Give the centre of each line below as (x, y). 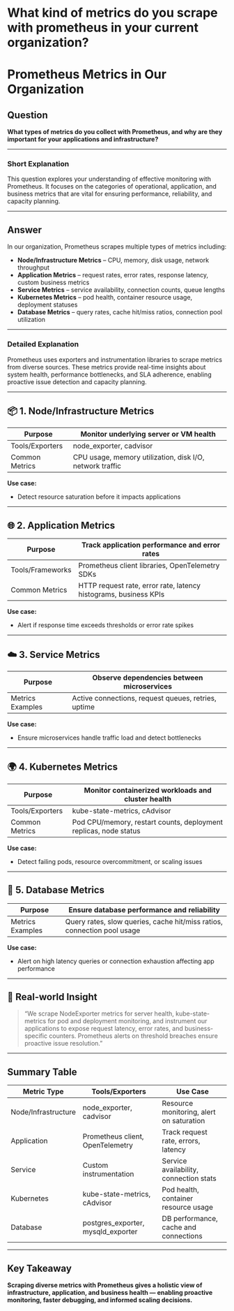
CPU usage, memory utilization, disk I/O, (139, 457)
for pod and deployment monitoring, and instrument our (127, 1021)
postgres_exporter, (114, 1223)
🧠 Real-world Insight (52, 997)
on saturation (184, 1121)
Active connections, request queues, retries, (145, 698)
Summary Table (42, 1072)
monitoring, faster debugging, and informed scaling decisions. (100, 1300)
